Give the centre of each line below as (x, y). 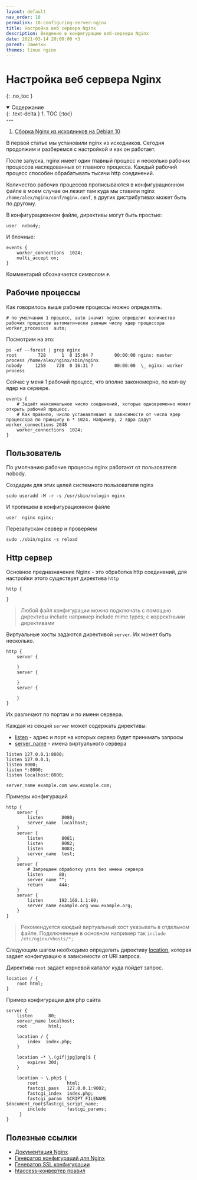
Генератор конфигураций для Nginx (60, 1158)
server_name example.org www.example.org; (80, 906)
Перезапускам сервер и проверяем (52, 529)
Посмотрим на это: (30, 339)
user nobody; (24, 225)
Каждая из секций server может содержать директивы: (77, 726)
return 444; (48, 885)
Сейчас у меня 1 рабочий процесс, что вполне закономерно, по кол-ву (96, 382)
